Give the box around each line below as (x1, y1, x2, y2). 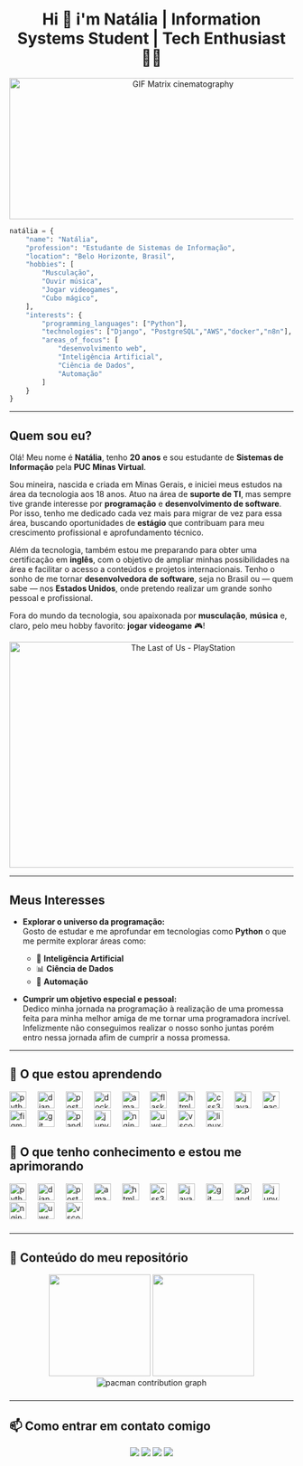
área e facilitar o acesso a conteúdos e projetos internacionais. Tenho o (9, 564, 275, 575)
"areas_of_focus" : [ (41, 335, 119, 345)
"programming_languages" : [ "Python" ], (41, 319, 188, 328)
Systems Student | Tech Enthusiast (17, 28, 286, 49)
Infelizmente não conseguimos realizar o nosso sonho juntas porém (22, 1022, 275, 1033)
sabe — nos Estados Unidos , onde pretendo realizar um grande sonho (9, 583, 272, 594)
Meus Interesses (9, 892, 106, 907)
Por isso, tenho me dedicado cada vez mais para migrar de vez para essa (9, 508, 282, 519)
